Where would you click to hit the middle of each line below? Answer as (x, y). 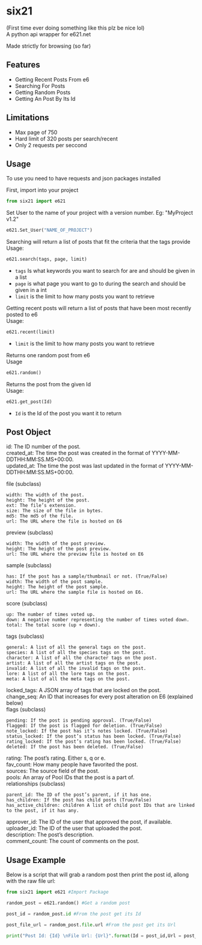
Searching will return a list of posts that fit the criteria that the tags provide (98, 242)
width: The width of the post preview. (56, 544)
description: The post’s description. (50, 835)
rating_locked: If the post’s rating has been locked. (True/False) (94, 742)
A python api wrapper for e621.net (49, 34)
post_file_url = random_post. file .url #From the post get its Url (91, 924)
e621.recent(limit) (31, 332)
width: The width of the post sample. (55, 582)
